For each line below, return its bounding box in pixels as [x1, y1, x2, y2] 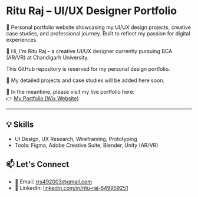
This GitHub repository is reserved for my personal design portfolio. [6, 65, 170, 72]
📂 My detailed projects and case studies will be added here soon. [6, 77, 165, 84]
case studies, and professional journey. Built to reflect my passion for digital [6, 29, 190, 37]
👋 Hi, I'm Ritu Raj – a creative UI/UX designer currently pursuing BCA [6, 47, 173, 54]
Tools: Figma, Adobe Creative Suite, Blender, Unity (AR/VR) [14, 142, 159, 149]
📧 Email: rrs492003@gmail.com [14, 178, 93, 185]
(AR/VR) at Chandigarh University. [6, 54, 89, 61]
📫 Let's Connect [6, 159, 70, 169]
